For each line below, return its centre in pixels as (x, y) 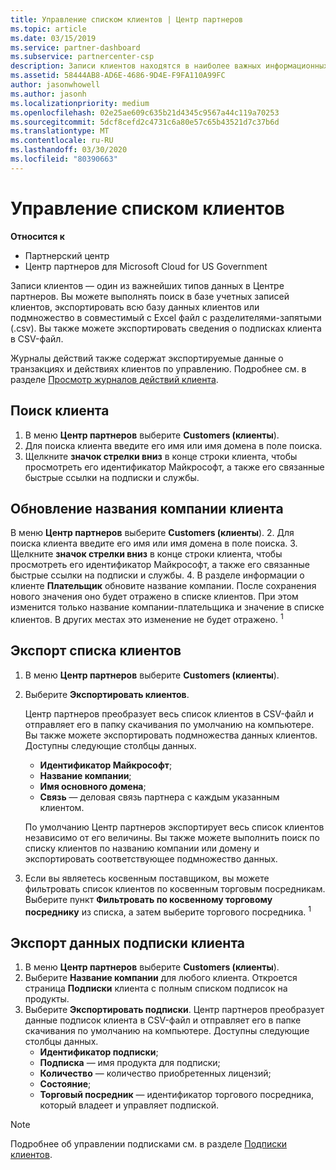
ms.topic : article (48, 29)
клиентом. (62, 807)
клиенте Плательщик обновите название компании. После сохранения (163, 586)
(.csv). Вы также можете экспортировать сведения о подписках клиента (166, 328)
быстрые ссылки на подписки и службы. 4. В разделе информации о (157, 575)
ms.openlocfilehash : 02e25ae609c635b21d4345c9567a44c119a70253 (145, 112)
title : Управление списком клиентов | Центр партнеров (127, 19)
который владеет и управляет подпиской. (129, 1105)
